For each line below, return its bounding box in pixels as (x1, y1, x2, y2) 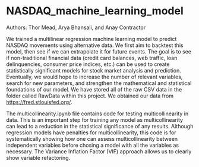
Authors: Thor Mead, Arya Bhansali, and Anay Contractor (6, 24, 146, 31)
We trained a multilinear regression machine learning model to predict (6, 35, 177, 42)
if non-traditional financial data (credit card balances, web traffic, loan (6, 54, 178, 61)
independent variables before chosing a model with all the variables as (6, 141, 179, 149)
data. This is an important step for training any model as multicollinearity (6, 116, 183, 123)
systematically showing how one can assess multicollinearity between (6, 135, 178, 142)
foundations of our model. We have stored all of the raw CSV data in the (6, 86, 182, 93)
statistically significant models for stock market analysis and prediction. (6, 67, 181, 74)
